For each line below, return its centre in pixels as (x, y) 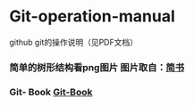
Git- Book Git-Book (51, 92)
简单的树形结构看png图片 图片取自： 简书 (97, 67)
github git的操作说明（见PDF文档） (74, 42)
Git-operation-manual (93, 16)
